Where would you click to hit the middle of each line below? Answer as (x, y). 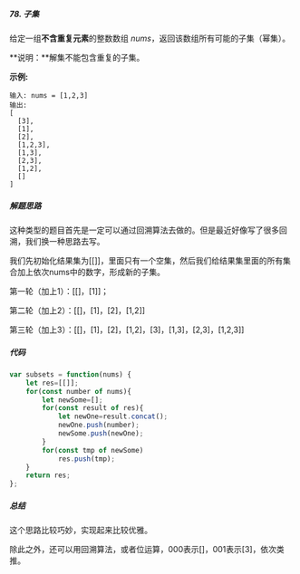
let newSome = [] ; (73, 400)
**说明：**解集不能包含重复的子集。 (77, 57)
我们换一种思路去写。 (65, 241)
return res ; (48, 475)
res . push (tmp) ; (87, 459)
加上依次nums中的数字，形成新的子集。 (91, 272)
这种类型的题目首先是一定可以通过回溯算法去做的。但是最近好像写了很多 (144, 230)
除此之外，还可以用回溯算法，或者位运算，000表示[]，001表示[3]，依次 (143, 550)
